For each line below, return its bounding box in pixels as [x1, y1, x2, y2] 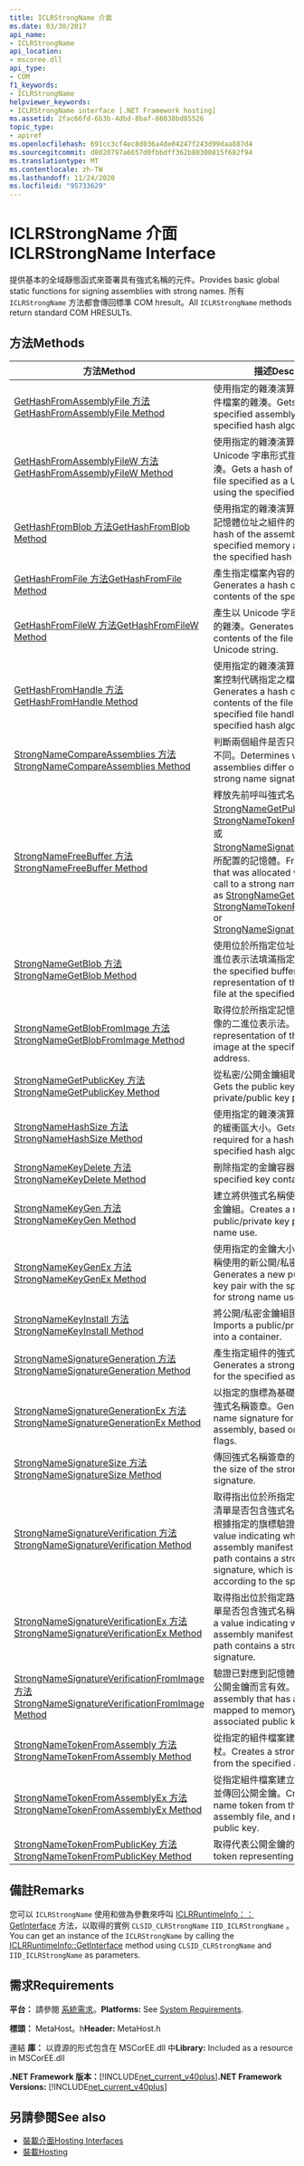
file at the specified [213, 987, 296, 1000]
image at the [213, 1040, 267, 1053]
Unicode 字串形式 [213, 449, 288, 462]
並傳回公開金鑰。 [213, 1787, 287, 1799]
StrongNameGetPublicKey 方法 [14, 1074, 146, 1087]
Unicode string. [213, 643, 279, 656]
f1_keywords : [9, 81, 59, 90]
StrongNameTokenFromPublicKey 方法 [14, 1837, 178, 1850]
